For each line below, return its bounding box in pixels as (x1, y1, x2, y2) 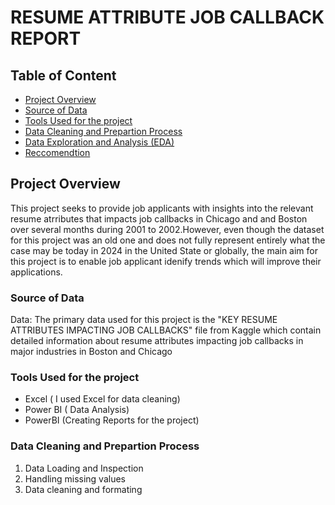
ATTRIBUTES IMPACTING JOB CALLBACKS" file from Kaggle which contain (10, 324, 322, 336)
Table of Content (10, 67, 117, 84)
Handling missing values (24, 472, 126, 485)
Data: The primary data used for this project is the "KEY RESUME (10, 314, 278, 326)
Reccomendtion (24, 147, 91, 158)
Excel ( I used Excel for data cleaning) (24, 393, 181, 405)
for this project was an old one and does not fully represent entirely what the (10, 234, 326, 246)
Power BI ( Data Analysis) (24, 404, 130, 416)
